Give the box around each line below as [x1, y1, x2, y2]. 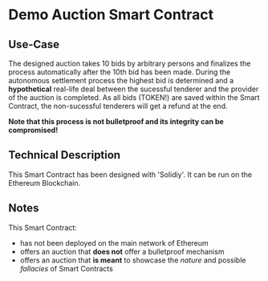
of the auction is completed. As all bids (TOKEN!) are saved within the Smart [8, 93, 260, 102]
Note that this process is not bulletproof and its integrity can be [8, 117, 225, 126]
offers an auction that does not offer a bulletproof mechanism [19, 247, 225, 256]
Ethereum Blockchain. [8, 178, 81, 187]
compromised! [8, 126, 59, 134]
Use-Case [8, 38, 60, 51]
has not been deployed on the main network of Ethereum [19, 238, 209, 247]
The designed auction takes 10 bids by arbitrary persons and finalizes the [8, 58, 251, 68]
